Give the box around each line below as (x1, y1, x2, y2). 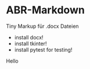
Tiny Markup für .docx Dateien (6, 23, 80, 30)
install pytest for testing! (14, 46, 73, 53)
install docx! (14, 34, 44, 41)
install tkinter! (14, 40, 47, 47)
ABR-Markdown (6, 3, 85, 17)
